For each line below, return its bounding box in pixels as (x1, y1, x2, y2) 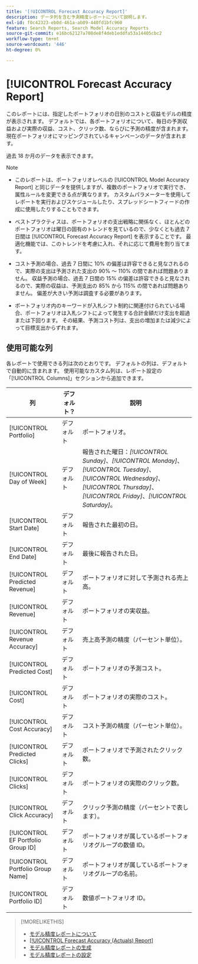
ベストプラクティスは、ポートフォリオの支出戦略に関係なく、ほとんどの (14, 218, 190, 225)
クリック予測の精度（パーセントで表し (82, 803, 189, 811)
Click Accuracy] (9, 811, 54, 819)
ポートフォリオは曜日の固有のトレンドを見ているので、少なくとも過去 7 (14, 225, 190, 233)
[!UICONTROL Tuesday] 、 (82, 465, 155, 473)
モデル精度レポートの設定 (29, 951, 92, 958)
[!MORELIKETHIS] (20, 918, 64, 925)
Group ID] (9, 843, 37, 852)
